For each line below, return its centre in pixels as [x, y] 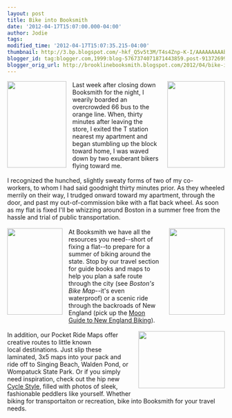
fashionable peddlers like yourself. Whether [69, 393]
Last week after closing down [114, 84]
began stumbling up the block [115, 143]
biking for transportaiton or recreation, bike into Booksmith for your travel [111, 401]
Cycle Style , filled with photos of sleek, [63, 386]
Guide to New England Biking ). [112, 320]
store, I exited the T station [110, 129]
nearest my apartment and [110, 136]
